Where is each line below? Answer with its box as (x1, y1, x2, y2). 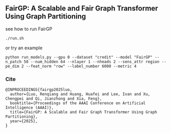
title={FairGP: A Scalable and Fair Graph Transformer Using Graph (10, 110, 158, 115)
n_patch (5, 59, 22, 64)
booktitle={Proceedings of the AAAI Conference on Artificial (10, 101, 146, 106)
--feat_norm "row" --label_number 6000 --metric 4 (26, 64, 137, 69)
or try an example (5, 45, 43, 51)
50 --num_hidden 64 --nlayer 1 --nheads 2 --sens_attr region (24, 59, 160, 64)
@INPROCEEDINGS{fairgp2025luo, (5, 87, 72, 92)
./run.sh (5, 35, 24, 41)
